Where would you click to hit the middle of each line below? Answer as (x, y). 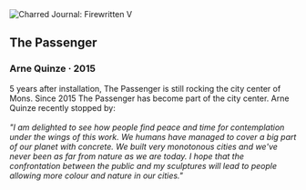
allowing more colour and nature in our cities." (97, 175)
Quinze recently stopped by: (62, 107)
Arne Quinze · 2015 (52, 69)
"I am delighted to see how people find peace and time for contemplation (147, 127)
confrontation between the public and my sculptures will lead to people (143, 165)
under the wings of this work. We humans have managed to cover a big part (153, 136)
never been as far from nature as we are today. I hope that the (127, 156)
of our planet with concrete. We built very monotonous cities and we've (143, 146)
